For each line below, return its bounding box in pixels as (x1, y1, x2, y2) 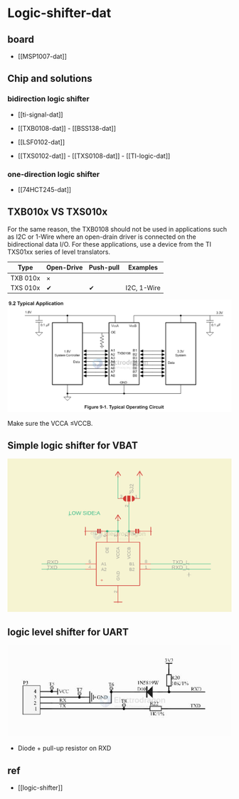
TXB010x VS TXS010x (7, 206, 108, 218)
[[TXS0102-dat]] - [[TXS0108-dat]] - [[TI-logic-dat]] (17, 151, 171, 160)
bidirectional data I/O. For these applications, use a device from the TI (7, 240, 212, 248)
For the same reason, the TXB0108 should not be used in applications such (7, 225, 228, 233)
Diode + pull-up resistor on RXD (17, 744, 112, 753)
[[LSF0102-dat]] (17, 137, 65, 146)
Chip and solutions (7, 73, 92, 85)
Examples (127, 263, 159, 272)
